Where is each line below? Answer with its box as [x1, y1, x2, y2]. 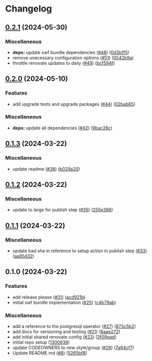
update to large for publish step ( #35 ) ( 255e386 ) [12, 207, 113, 213]
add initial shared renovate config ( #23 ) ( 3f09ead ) [12, 334, 117, 340]
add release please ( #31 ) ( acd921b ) [12, 294, 86, 300]
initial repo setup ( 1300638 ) [12, 339, 70, 345]
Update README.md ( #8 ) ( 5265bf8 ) [12, 349, 87, 356]
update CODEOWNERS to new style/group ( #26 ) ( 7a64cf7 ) [12, 344, 134, 350]
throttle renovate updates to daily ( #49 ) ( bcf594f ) [12, 60, 115, 66]
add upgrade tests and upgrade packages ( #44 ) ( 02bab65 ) [12, 101, 135, 107]
